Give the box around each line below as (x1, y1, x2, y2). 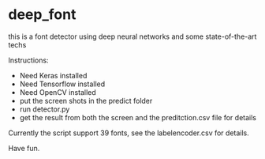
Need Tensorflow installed (19, 79, 106, 89)
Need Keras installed (19, 70, 88, 80)
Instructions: (8, 55, 49, 65)
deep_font (8, 6, 77, 24)
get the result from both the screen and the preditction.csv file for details (19, 112, 256, 122)
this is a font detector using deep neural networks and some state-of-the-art (8, 32, 257, 41)
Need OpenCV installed (19, 87, 96, 97)
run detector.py (19, 104, 70, 114)
